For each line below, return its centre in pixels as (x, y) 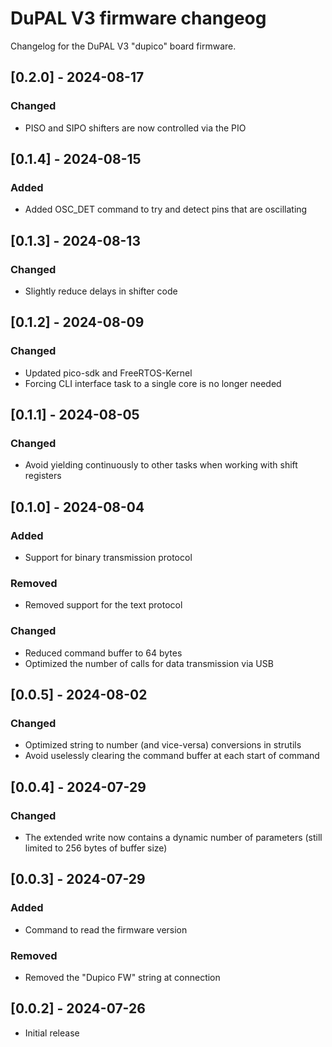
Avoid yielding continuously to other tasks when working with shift (161, 465)
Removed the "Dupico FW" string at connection (122, 978)
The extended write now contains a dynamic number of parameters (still (173, 838)
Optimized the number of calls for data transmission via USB (149, 663)
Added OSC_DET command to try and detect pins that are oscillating (166, 209)
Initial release (52, 1033)
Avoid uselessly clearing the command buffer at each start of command (172, 756)
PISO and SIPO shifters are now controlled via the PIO (135, 128)
